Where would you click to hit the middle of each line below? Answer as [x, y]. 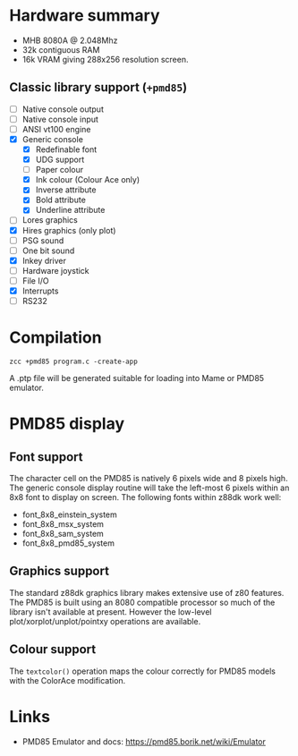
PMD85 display [67, 424]
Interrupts [40, 291]
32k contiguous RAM [61, 49]
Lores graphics [50, 220]
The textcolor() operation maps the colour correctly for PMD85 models [142, 671]
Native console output [63, 109]
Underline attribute [70, 210]
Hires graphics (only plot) [69, 230]
